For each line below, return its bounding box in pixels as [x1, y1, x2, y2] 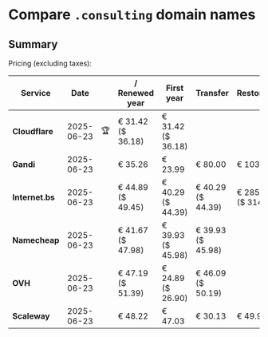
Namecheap [12, 235, 60, 245]
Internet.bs [12, 192, 56, 203]
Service [21, 88, 51, 98]
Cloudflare [12, 126, 53, 137]
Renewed [117, 88, 154, 98]
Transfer [195, 88, 230, 98]
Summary [8, 38, 58, 51]
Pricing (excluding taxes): [8, 58, 93, 68]
